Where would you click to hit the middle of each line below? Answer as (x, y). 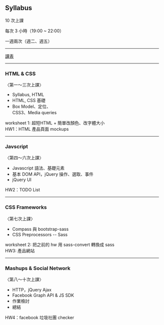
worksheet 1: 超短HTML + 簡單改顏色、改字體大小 (55, 123)
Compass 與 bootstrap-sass (40, 229)
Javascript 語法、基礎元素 (38, 168)
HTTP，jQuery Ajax (32, 290)
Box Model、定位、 (31, 106)
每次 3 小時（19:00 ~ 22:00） (35, 31)
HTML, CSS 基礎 (29, 101)
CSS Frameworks (26, 207)
